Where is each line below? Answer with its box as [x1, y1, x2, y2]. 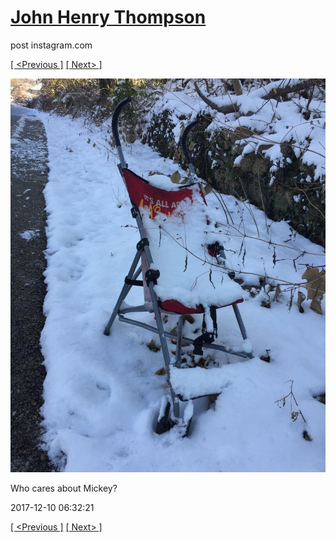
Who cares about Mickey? [10, 482, 118, 495]
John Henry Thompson [10, 6, 207, 29]
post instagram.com [10, 39, 93, 51]
